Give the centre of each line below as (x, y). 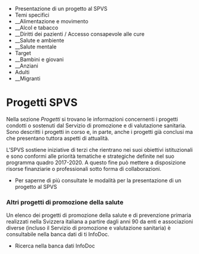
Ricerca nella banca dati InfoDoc (55, 246)
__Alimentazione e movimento (51, 21)
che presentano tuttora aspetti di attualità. (58, 138)
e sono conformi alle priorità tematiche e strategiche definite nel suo (90, 156)
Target (23, 53)
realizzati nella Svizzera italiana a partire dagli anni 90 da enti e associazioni (99, 222)
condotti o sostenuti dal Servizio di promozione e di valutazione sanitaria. (96, 126)
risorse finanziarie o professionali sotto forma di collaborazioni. (84, 169)
